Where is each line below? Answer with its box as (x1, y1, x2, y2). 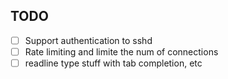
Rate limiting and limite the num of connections (24, 45, 219, 58)
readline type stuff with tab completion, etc (24, 57, 203, 69)
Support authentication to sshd (24, 34, 153, 46)
